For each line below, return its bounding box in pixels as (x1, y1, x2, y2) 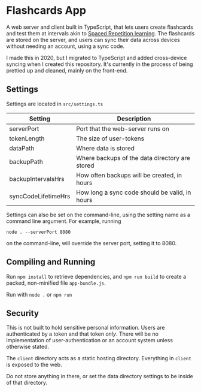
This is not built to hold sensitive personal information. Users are (6, 324, 165, 331)
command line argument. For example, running (6, 217, 121, 225)
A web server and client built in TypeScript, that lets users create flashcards (6, 23, 193, 31)
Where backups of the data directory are (75, 153, 190, 162)
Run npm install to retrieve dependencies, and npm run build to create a (6, 273, 187, 280)
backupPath (9, 157, 44, 165)
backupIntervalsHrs (9, 174, 65, 183)
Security (6, 308, 39, 318)
